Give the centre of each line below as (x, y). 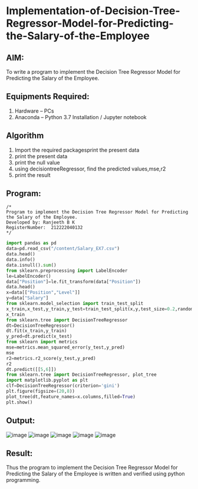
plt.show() (19, 402)
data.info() (21, 260)
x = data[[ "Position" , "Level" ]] (43, 293)
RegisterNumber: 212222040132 (44, 228)
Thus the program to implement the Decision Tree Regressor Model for (92, 468)
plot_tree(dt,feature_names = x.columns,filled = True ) (71, 396)
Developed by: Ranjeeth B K (41, 222)
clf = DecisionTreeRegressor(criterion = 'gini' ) (63, 386)
